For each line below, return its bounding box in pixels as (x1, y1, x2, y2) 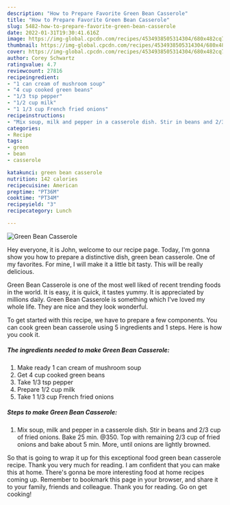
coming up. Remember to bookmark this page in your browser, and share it (7, 475, 218, 484)
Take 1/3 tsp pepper (16, 378, 74, 386)
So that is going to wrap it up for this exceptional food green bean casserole (7, 454, 221, 462)
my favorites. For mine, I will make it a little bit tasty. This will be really (7, 260, 203, 268)
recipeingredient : (7, 73, 60, 81)
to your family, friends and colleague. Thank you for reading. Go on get (7, 482, 207, 491)
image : (7, 36, 26, 43)
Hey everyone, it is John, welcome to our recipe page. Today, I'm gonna (7, 245, 210, 254)
